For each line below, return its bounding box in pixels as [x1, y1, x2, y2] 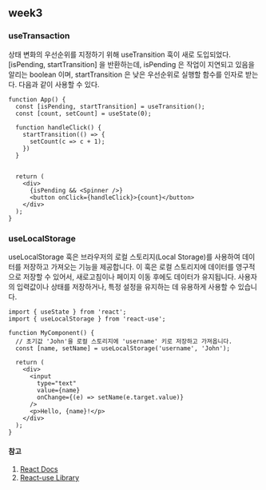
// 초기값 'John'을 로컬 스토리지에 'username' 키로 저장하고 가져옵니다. [15, 337, 233, 345]
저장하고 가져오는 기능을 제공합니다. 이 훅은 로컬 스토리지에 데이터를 [22, 261, 234, 271]
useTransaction [8, 30, 70, 42]
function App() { [8, 95, 66, 103]
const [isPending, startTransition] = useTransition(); [15, 102, 205, 110]
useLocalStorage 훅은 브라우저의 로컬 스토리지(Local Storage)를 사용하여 [8, 252, 241, 261]
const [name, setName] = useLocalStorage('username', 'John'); [15, 344, 230, 353]
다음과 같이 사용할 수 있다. [18, 79, 100, 89]
